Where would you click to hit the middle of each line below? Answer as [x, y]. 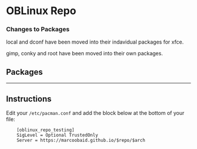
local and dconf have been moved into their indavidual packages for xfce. [95, 42]
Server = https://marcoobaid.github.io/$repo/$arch [81, 140]
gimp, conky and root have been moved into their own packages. [84, 54]
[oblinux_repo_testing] [46, 130]
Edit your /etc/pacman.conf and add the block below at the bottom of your [95, 113]
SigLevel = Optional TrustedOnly [57, 135]
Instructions [29, 99]
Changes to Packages [38, 29]
